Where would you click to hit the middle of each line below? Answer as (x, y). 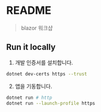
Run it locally (31, 47)
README (29, 11)
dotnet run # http (29, 98)
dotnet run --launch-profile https (51, 103)
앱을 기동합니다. (33, 86)
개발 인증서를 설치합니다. (44, 62)
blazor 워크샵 (37, 28)
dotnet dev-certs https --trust (47, 74)
